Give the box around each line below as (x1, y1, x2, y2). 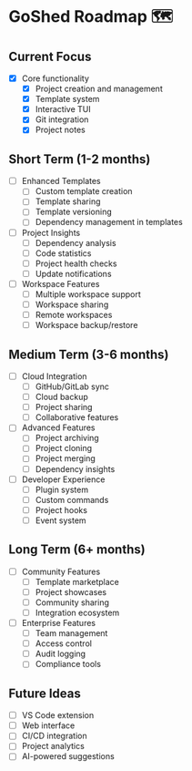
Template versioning (35, 206, 113, 218)
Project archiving (35, 433, 99, 444)
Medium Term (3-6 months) (8, 346, 169, 362)
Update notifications (35, 268, 112, 279)
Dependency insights (35, 463, 116, 474)
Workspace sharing (35, 299, 109, 310)
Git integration (35, 114, 89, 125)
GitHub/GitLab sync (35, 381, 110, 392)
